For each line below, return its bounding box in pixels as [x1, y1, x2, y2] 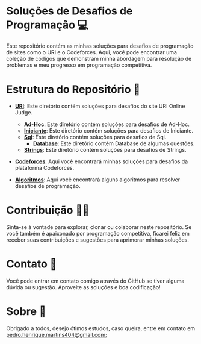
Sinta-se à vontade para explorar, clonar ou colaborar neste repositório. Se [6, 223, 192, 230]
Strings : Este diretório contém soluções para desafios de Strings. [23, 146, 187, 153]
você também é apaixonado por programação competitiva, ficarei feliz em [6, 230, 190, 237]
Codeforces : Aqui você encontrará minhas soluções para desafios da [14, 158, 188, 165]
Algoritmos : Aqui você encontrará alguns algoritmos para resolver [14, 176, 181, 183]
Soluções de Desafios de [6, 4, 133, 18]
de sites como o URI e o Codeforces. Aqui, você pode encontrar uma [6, 48, 178, 55]
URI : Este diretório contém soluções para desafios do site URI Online [14, 102, 185, 110]
